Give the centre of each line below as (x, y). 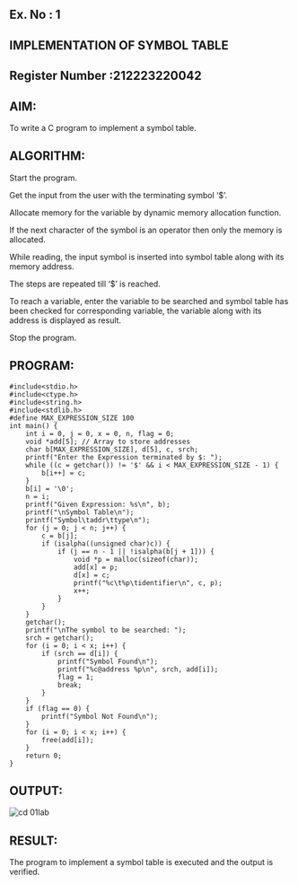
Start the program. (44, 178)
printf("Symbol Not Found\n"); (100, 716)
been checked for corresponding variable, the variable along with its (136, 311)
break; (70, 685)
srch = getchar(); (60, 638)
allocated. (28, 239)
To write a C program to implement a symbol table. (103, 127)
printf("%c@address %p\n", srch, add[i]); (138, 669)
